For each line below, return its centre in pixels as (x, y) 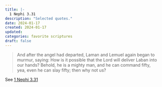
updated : (14, 32)
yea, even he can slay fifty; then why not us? (61, 70)
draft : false (18, 41)
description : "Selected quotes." (39, 18)
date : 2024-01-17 (23, 23)
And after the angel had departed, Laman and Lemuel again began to (86, 55)
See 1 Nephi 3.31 (22, 79)
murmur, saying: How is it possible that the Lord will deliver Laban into (87, 60)
